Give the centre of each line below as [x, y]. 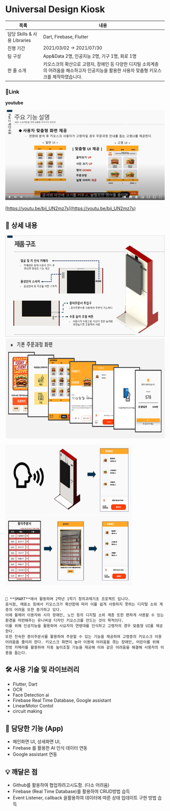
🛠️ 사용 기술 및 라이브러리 [42, 669]
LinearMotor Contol [33, 706]
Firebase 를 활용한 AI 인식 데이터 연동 [50, 748]
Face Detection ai [31, 695]
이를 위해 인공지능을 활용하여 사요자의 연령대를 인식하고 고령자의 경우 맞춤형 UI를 [79, 626]
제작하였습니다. [67, 77]
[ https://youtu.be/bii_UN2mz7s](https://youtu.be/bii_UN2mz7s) [71, 208]
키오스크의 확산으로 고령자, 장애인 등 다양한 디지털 [92, 64]
